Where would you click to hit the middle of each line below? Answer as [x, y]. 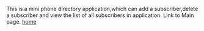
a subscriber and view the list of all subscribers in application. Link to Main [100, 15]
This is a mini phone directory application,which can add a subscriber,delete [102, 9]
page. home [21, 22]
